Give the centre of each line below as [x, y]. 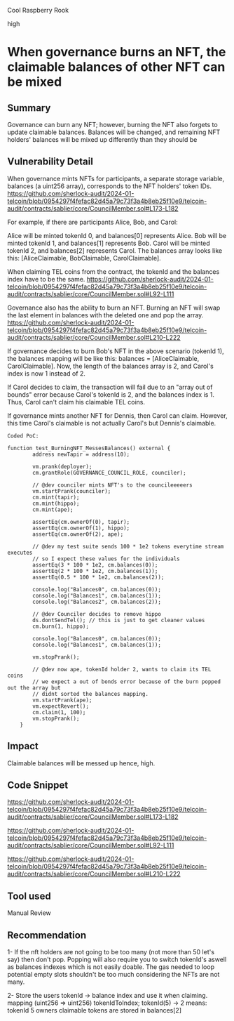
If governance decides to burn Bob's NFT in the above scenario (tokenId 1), [116, 351]
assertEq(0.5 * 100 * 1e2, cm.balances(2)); [98, 577]
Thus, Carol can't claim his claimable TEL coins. [76, 402]
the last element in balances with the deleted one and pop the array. [105, 315]
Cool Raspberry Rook [38, 10]
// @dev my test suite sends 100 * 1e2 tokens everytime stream [128, 546]
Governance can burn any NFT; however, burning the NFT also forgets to [113, 125]
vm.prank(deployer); [62, 466]
